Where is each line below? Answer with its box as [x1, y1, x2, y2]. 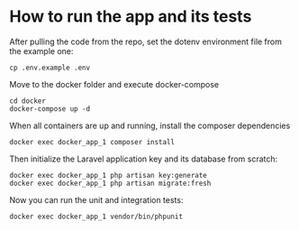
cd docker [9, 97, 47, 106]
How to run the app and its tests [9, 6, 252, 27]
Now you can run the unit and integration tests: [9, 194, 184, 205]
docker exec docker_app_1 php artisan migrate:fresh [9, 179, 212, 188]
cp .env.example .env [9, 63, 91, 72]
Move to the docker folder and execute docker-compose [9, 78, 220, 89]
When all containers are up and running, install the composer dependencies [9, 120, 291, 131]
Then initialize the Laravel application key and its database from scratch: [9, 153, 278, 164]
